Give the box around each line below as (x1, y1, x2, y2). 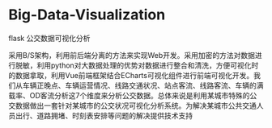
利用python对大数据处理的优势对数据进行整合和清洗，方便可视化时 (36, 60, 259, 70)
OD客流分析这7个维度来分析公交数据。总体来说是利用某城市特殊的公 (29, 90, 257, 100)
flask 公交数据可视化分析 (8, 33, 91, 43)
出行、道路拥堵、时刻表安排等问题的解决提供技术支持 (15, 110, 193, 120)
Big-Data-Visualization (8, 6, 166, 24)
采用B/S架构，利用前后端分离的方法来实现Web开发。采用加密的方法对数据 (8, 50, 256, 60)
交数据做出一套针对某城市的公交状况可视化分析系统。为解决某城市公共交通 (8, 101, 257, 110)
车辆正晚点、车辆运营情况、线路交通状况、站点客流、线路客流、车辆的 (22, 81, 257, 90)
